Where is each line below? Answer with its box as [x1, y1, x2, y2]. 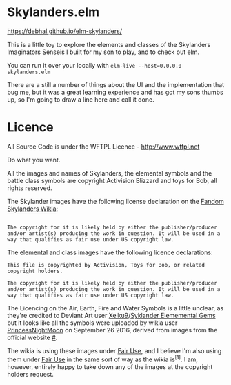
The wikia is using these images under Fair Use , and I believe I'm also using [7, 346, 222, 355]
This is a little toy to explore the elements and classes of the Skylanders [7, 40, 211, 48]
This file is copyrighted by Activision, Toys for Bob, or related [7, 261, 205, 268]
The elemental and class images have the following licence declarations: [7, 248, 213, 256]
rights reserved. [7, 184, 53, 192]
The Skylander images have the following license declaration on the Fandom [7, 197, 224, 205]
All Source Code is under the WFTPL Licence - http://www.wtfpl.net [7, 142, 200, 151]
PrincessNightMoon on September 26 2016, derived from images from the [7, 326, 218, 334]
